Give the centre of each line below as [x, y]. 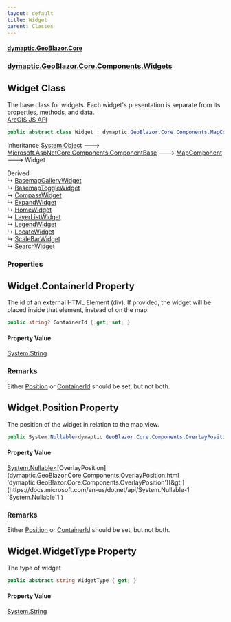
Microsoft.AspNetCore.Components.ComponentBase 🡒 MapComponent [114, 153]
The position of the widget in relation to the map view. [83, 424]
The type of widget [34, 568]
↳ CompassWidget [34, 195]
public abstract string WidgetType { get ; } [72, 580]
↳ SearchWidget [31, 246]
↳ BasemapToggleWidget [44, 188]
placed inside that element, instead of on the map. [78, 310]
